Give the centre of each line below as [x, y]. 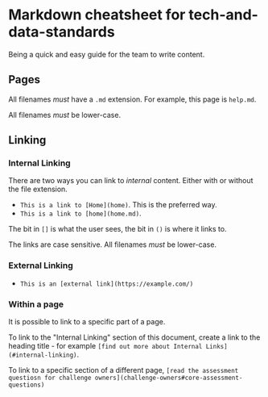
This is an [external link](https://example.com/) [107, 284]
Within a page [36, 304]
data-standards [62, 32]
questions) [27, 385]
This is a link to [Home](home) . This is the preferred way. [118, 205]
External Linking [41, 265]
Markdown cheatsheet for [97, 15]
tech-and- [224, 15]
